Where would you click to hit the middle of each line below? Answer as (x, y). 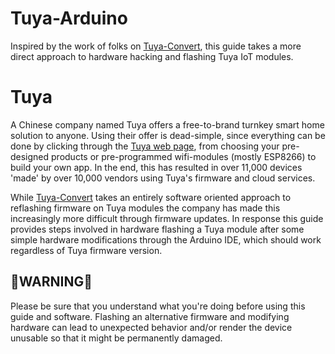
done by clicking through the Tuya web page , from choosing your (145, 146)
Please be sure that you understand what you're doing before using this (158, 306)
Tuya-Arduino (69, 18)
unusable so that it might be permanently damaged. (116, 338)
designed (30, 156)
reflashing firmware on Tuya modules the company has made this (145, 208)
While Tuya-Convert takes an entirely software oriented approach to (151, 197)
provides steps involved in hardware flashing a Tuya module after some (157, 229)
